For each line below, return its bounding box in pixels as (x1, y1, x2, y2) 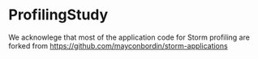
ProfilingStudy (8, 6, 109, 24)
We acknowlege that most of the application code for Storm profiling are (8, 32, 250, 42)
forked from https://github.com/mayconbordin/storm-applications (8, 40, 229, 50)
